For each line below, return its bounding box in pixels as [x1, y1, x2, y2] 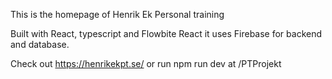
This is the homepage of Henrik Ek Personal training [10, 9, 225, 20]
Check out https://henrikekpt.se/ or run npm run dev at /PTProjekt [10, 58, 282, 69]
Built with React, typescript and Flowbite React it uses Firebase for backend [10, 28, 323, 39]
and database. [10, 39, 70, 50]
